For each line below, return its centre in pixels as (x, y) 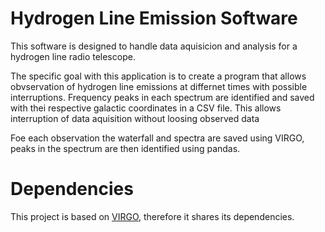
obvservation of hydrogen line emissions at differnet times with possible (159, 86)
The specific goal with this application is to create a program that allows (158, 76)
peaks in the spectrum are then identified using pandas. (125, 148)
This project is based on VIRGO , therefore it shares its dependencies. (152, 216)
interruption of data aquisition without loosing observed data (135, 118)
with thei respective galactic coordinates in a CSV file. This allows (146, 108)
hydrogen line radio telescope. (73, 56)
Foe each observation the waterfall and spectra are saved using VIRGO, (157, 138)
